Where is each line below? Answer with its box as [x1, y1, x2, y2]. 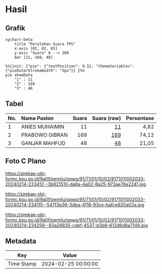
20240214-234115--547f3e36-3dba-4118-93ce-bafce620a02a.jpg [5, 202, 144, 208]
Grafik [5, 24, 25, 32]
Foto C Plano [5, 157, 46, 166]
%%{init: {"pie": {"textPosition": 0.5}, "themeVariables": [5, 64, 135, 69]
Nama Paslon [21, 114, 54, 122]
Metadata [5, 237, 36, 246]
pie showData [5, 72, 33, 77]
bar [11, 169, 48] [14, 55, 53, 60]
